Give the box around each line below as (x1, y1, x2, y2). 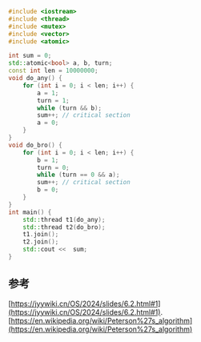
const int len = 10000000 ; (8, 66, 98, 75)
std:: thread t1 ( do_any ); (22, 215, 106, 223)
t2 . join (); (22, 238, 59, 246)
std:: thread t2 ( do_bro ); (22, 223, 106, 231)
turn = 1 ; (37, 96, 70, 104)
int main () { (8, 208, 52, 216)
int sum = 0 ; (8, 52, 52, 60)
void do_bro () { (8, 141, 62, 149)
